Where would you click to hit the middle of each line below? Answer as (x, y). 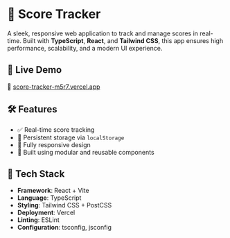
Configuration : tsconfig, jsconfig (64, 228)
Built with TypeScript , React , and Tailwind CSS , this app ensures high (123, 40)
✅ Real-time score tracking (56, 129)
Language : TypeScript (49, 198)
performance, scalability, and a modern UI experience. (85, 48)
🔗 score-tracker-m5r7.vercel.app (54, 87)
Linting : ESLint (38, 220)
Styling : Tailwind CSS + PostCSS (64, 205)
